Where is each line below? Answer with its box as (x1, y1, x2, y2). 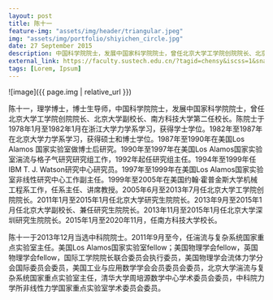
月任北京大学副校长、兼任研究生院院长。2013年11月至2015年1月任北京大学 (8, 204, 256, 215)
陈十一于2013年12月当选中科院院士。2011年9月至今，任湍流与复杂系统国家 (8, 232, 258, 242)
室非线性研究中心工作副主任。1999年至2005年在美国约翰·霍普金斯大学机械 (8, 174, 258, 184)
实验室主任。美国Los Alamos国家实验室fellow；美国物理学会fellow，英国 (15, 242, 258, 252)
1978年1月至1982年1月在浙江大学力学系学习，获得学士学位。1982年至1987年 (8, 123, 262, 134)
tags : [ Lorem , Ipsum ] (8, 65, 82, 73)
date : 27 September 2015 (8, 42, 93, 50)
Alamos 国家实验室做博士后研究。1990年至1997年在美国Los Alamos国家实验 (8, 144, 263, 154)
